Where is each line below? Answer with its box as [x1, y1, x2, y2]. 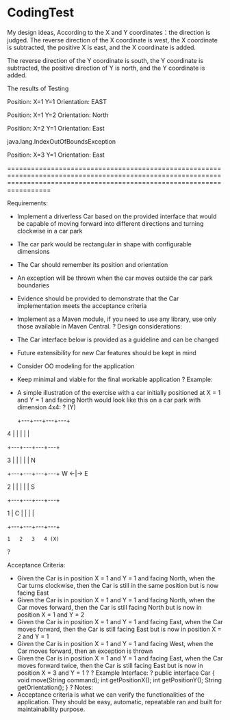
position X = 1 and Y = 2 [16, 610, 85, 619]
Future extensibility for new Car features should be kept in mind [16, 348, 196, 357]
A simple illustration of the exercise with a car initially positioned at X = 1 [16, 388, 221, 396]
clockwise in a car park [16, 227, 83, 235]
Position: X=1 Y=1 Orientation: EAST [7, 97, 107, 105]
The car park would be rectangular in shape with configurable [16, 240, 192, 248]
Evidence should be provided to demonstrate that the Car [16, 294, 179, 303]
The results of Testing [7, 84, 69, 92]
